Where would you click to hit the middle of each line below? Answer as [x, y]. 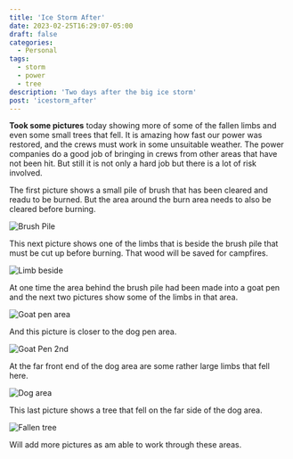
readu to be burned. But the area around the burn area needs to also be [140, 200]
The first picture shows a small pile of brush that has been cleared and [139, 190]
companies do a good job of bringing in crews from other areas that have [143, 154]
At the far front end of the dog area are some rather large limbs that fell [139, 366]
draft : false [33, 34]
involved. [26, 173]
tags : [19, 59]
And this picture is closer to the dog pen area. [93, 332]
